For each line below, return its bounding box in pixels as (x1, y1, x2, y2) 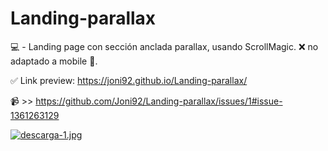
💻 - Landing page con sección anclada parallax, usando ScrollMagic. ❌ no (10, 40, 319, 52)
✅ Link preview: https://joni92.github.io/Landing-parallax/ (10, 74, 248, 86)
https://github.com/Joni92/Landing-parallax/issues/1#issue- (35, 95, 283, 107)
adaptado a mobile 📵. (10, 55, 98, 67)
